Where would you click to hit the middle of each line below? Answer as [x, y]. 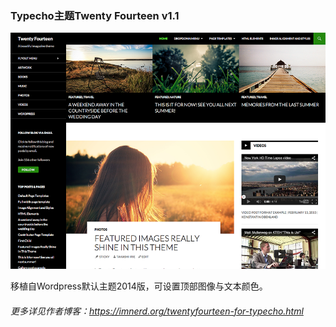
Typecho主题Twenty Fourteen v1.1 [95, 15]
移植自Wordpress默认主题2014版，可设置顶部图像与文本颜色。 [139, 286]
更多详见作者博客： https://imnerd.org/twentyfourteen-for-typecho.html [157, 311]
